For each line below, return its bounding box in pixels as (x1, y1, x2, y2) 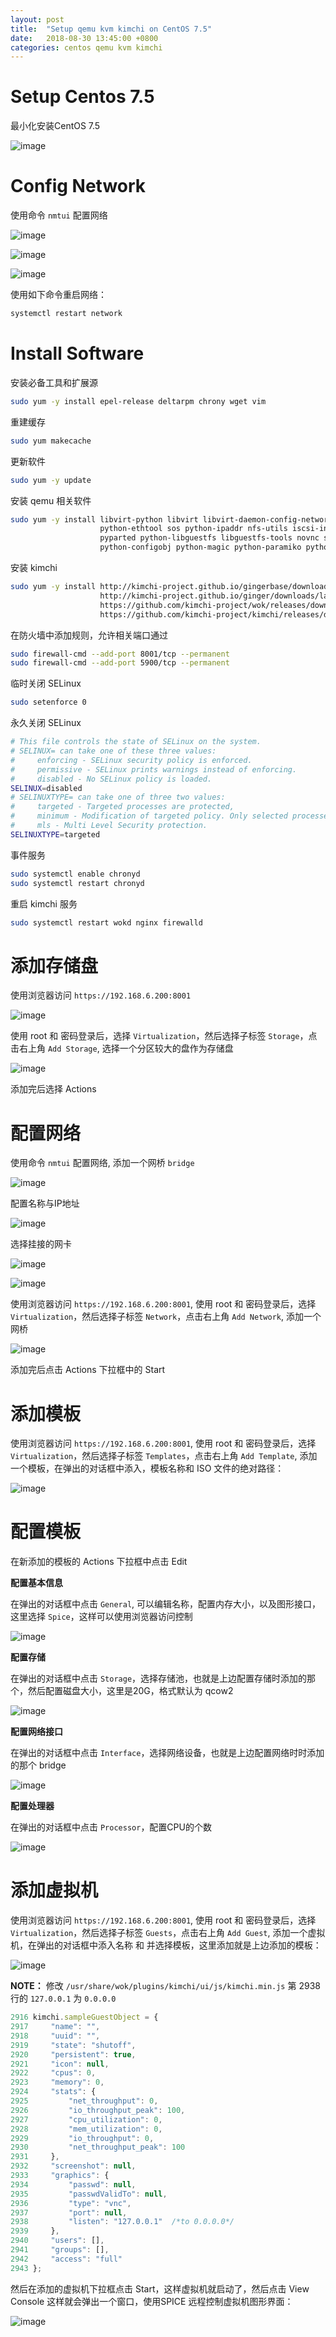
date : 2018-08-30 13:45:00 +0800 (10, 33, 159, 43)
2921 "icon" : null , (10, 2059, 110, 2069)
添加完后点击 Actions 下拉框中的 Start (10, 1364, 166, 1376)
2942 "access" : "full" (10, 2254, 123, 2264)
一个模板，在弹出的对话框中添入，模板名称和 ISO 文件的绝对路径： (10, 1462, 285, 1475)
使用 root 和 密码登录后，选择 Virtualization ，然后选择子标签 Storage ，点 (10, 1030, 318, 1042)
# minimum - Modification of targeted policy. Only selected (10, 811, 288, 821)
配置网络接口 (10, 1726, 63, 1738)
